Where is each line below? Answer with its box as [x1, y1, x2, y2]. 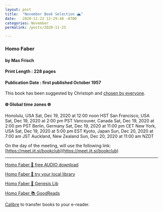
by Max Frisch [5, 57, 34, 63]
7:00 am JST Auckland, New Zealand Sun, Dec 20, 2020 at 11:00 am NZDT [5, 133, 154, 139]
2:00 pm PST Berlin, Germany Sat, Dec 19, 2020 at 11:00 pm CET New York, [5, 123, 156, 129]
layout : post [5, 7, 32, 12]
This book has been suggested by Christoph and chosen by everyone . [5, 90, 146, 96]
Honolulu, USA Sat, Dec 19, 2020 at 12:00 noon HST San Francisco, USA [5, 113, 150, 118]
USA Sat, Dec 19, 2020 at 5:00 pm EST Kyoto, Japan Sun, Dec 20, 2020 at [5, 128, 154, 134]
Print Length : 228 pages [5, 68, 56, 74]
